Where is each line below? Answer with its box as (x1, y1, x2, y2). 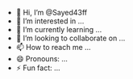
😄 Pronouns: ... (15, 54, 69, 64)
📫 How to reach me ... (15, 43, 91, 52)
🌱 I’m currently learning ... (15, 25, 102, 34)
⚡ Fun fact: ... (15, 63, 60, 73)
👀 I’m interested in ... (15, 16, 85, 26)
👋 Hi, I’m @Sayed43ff (15, 8, 88, 17)
